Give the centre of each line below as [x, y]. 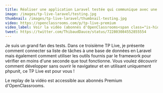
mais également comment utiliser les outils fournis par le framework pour [78, 56]
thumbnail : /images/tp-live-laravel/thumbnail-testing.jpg [66, 18]
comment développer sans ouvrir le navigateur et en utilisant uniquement [78, 66]
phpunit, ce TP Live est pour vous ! [40, 71]
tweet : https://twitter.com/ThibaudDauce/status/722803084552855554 [76, 32]
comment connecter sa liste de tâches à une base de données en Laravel [78, 51]
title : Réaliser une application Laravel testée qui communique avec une [81, 9]
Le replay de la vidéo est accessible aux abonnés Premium [64, 80]
